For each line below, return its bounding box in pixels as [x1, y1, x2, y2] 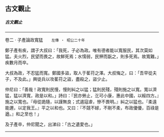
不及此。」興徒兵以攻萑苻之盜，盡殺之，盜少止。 [13, 76, 110, 82]
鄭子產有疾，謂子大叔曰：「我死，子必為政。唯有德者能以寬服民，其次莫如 [5, 47, 153, 53]
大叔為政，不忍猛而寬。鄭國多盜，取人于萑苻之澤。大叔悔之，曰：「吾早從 [5, 70, 153, 76]
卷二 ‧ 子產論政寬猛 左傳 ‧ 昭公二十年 [5, 37, 85, 43]
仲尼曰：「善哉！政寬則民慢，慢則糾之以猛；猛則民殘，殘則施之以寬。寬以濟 [5, 87, 157, 92]
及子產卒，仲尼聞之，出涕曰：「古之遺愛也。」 [5, 121, 95, 127]
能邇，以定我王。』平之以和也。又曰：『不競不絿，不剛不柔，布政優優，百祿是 [5, 105, 159, 111]
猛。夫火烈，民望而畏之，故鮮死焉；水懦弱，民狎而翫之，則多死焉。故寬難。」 [5, 53, 159, 60]
